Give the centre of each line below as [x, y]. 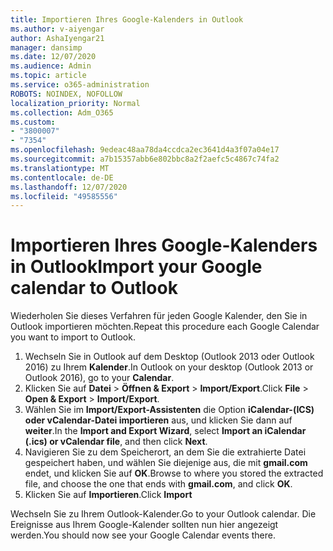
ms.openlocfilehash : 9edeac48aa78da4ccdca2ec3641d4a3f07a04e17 [145, 150]
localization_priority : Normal [75, 103]
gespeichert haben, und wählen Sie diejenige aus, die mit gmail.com [166, 463]
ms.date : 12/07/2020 [53, 57]
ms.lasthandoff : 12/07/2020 [69, 187]
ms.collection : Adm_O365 [62, 112]
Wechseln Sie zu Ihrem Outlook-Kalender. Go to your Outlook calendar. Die [163, 514]
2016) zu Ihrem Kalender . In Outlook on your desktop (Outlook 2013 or [169, 367]
